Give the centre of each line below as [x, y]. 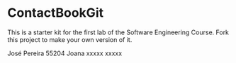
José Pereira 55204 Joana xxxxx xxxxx [65, 53]
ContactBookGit [56, 13]
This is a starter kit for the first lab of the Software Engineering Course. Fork [118, 32]
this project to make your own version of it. [70, 39]
